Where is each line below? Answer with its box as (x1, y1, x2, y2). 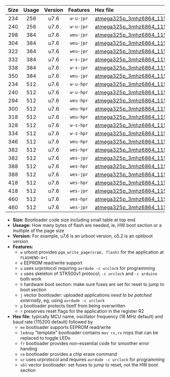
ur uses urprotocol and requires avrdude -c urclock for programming (20, 356, 165, 362)
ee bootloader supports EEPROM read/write (20, 324, 111, 330)
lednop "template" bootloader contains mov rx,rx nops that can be (20, 329, 158, 336)
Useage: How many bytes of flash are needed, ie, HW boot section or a (12, 222, 162, 228)
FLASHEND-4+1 (20, 255, 48, 260)
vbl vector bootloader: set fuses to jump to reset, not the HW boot (20, 362, 158, 368)
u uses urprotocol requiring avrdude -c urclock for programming (20, 265, 155, 271)
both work (20, 276, 42, 282)
